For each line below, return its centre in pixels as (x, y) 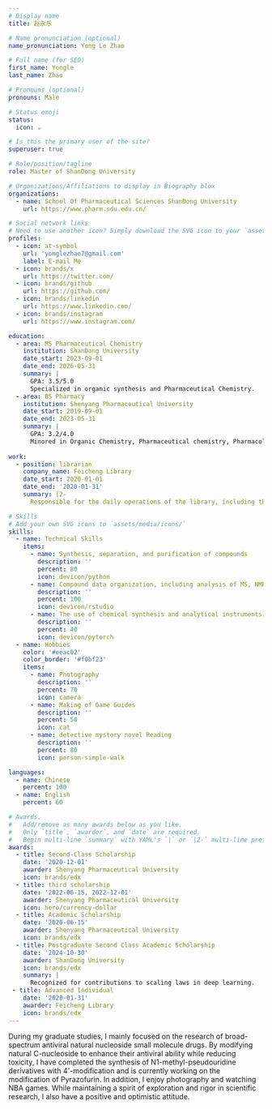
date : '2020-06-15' (56, 923)
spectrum (24, 1045)
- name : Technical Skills (59, 539)
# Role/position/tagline (50, 164)
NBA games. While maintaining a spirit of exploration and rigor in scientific (132, 1088)
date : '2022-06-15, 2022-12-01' (77, 893)
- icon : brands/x (45, 268)
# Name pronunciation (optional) (65, 38)
